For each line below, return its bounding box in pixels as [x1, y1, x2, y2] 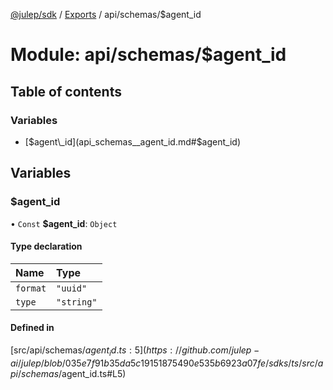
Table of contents [10, 83, 122, 100]
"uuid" [56, 282, 88, 294]
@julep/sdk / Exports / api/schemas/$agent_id [10, 9, 202, 20]
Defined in [10, 322, 55, 334]
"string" [56, 296, 98, 308]
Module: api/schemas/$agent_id [10, 44, 287, 66]
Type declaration [10, 240, 83, 253]
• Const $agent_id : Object [10, 217, 118, 229]
